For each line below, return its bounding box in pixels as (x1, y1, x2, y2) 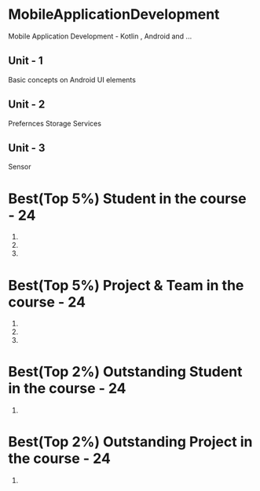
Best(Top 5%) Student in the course (8, 190, 247, 207)
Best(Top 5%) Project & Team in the (8, 276, 244, 294)
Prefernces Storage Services (8, 118, 102, 128)
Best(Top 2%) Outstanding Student (8, 363, 243, 381)
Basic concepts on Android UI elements (8, 75, 136, 84)
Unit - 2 (8, 98, 46, 111)
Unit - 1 (8, 54, 43, 67)
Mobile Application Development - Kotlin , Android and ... (8, 31, 192, 41)
